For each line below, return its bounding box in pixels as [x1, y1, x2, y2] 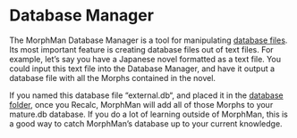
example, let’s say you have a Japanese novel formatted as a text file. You [9, 53, 282, 64]
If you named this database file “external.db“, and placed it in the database [9, 90, 284, 101]
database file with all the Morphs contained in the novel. [9, 72, 216, 83]
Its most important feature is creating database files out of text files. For [9, 44, 275, 54]
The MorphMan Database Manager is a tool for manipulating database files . [9, 35, 288, 45]
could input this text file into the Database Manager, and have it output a [9, 63, 276, 74]
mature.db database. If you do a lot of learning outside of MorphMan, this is [9, 109, 289, 119]
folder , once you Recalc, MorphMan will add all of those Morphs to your [9, 99, 274, 110]
